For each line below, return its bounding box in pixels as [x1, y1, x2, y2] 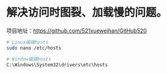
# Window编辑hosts [6, 56, 51, 62]
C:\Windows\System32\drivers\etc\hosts [6, 62, 108, 68]
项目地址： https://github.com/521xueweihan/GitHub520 [6, 27, 147, 34]
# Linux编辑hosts [6, 39, 49, 45]
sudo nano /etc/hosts [6, 45, 62, 51]
